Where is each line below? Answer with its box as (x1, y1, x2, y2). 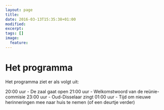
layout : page (5, 7, 33, 13)
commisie (5, 94, 26, 100)
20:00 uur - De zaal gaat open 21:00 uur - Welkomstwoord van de (5, 88, 143, 94)
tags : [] (5, 31, 24, 36)
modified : (5, 21, 26, 27)
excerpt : (5, 26, 24, 31)
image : (5, 36, 19, 41)
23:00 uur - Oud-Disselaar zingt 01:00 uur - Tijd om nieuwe (26, 94, 151, 100)
